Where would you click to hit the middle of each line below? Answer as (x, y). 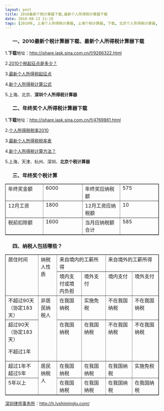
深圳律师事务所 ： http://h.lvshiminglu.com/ (47, 404)
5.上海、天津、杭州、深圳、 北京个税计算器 (48, 161)
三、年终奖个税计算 (35, 175)
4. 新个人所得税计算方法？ (31, 151)
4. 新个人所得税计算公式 (29, 84)
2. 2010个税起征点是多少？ (31, 63)
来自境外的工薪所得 (130, 260)
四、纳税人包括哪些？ (37, 246)
